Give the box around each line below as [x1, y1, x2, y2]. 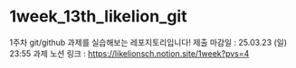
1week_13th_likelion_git [9, 6, 187, 27]
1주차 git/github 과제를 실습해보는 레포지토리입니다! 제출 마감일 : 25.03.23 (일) [9, 37, 288, 47]
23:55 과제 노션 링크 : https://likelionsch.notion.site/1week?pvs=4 [9, 47, 250, 59]
